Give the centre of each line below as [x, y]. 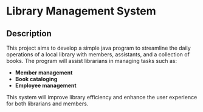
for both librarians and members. [47, 104]
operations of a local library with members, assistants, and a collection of [98, 54]
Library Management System [81, 11]
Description [29, 34]
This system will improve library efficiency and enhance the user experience [102, 97]
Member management [44, 73]
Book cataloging [36, 79]
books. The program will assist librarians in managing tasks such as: [92, 61]
